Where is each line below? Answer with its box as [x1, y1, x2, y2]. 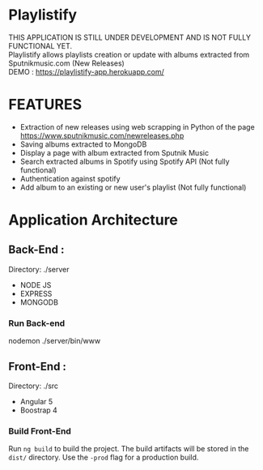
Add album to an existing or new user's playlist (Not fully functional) [19, 182, 247, 192]
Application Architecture [8, 211, 178, 229]
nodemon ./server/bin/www [8, 336, 101, 346]
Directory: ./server [8, 264, 70, 274]
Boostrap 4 [19, 405, 58, 415]
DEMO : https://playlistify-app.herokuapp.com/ [8, 66, 164, 76]
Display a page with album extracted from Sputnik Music [19, 147, 209, 157]
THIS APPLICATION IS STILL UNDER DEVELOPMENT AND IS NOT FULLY [8, 32, 251, 42]
